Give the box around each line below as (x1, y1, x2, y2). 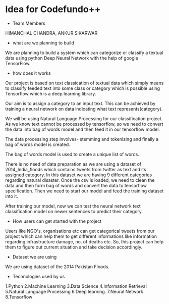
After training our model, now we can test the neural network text (5, 203, 141, 209)
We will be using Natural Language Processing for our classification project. (5, 115, 163, 122)
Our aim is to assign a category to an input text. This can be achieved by (5, 100, 156, 107)
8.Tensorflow (5, 294, 33, 300)
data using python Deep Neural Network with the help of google (5, 55, 139, 61)
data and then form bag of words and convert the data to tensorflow (5, 182, 147, 188)
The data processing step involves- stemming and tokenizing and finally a (5, 136, 159, 142)
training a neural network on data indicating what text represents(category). (5, 106, 163, 112)
